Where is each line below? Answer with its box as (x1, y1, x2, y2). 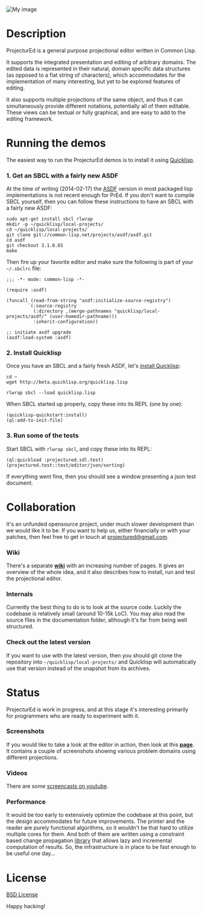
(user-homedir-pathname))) (49, 314, 118, 320)
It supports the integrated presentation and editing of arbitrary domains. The (6, 58, 196, 66)
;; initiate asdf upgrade (6, 329, 71, 335)
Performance (6, 798, 46, 806)
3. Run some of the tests (6, 431, 79, 440)
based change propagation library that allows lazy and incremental (6, 837, 172, 844)
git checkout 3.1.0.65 (6, 242, 63, 249)
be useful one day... (6, 850, 55, 857)
